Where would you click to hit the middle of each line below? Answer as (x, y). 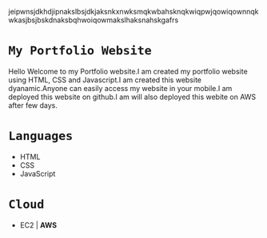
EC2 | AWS (38, 225)
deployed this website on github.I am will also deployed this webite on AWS (132, 97)
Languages (41, 136)
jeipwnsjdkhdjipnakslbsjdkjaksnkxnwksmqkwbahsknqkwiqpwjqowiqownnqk (133, 12)
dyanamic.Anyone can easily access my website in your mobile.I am (120, 88)
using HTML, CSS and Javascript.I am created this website (105, 80)
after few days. (33, 105)
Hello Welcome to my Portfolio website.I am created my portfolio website (128, 71)
